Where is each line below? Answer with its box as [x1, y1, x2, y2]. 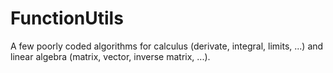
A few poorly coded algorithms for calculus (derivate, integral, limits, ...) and [10, 40, 324, 52]
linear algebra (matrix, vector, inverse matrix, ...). [10, 50, 211, 62]
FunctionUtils [10, 7, 124, 30]
